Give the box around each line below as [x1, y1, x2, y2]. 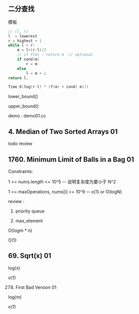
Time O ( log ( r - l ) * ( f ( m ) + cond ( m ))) [8, 84, 89, 89]
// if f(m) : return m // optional [17, 52, 94, 57]
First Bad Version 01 [15, 284, 57, 290]
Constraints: [8, 168, 33, 174]
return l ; [8, 75, 29, 80]
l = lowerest [8, 33, 38, 38]
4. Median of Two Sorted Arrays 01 [8, 127, 118, 136]
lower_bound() [8, 93, 38, 99]
